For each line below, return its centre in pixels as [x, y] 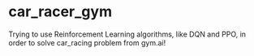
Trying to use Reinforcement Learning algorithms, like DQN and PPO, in [127, 34]
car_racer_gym [60, 12]
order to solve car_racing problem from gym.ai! [87, 42]
